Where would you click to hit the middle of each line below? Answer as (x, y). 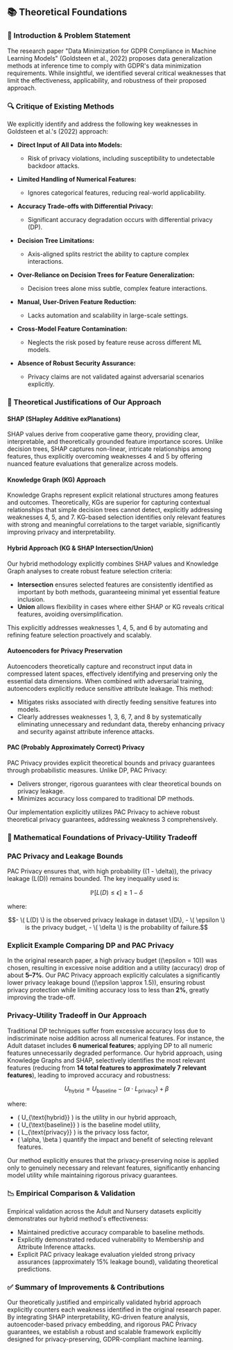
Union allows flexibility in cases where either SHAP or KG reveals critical (120, 606)
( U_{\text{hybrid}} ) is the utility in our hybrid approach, (97, 1117)
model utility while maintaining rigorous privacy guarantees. (93, 1175)
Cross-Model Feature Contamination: (72, 328)
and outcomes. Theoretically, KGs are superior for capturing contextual (109, 502)
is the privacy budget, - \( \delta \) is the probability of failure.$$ (116, 928)
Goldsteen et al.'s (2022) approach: (58, 131)
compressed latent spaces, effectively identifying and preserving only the (112, 674)
